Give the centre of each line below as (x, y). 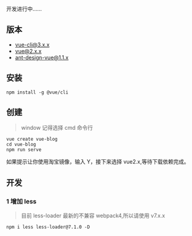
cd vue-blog (21, 145)
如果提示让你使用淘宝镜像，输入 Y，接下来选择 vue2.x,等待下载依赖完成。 (98, 162)
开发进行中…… (24, 9)
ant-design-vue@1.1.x (42, 57)
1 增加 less (22, 201)
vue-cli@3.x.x (32, 45)
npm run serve (24, 150)
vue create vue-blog (32, 139)
